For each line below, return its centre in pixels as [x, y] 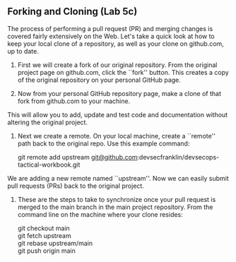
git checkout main [44, 228]
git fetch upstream [45, 235]
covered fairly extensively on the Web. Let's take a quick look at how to [111, 36]
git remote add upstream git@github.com [77, 157]
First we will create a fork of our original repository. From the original [117, 65]
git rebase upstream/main [55, 243]
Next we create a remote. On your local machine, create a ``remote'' [116, 136]
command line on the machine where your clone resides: [100, 214]
